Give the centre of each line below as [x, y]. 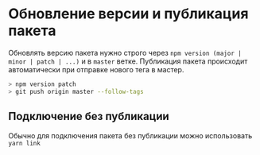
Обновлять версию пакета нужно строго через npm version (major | [125, 52]
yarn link [25, 143]
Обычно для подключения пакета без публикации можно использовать [130, 135]
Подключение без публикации [89, 116]
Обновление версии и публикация [128, 14]
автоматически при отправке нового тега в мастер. [96, 69]
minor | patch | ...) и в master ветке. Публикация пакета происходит [128, 61]
